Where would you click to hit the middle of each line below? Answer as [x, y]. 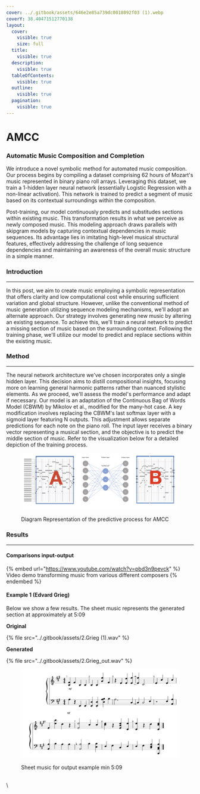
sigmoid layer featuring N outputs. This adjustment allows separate [88, 419]
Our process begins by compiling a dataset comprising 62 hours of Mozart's [100, 175]
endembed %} [24, 581]
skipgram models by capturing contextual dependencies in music [86, 231]
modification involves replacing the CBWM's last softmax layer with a [91, 413]
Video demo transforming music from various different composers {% [92, 575]
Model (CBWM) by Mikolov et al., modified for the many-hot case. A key [94, 407]
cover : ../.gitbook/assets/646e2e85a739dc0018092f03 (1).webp [85, 13]
